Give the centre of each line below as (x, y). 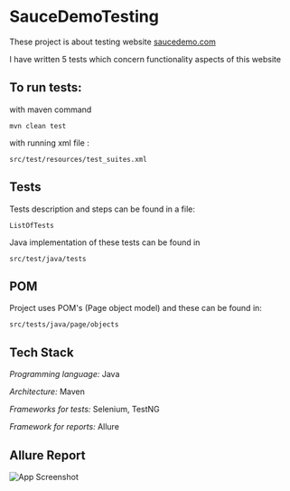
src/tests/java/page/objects (64, 325)
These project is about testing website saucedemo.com (113, 42)
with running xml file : (50, 143)
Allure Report (47, 455)
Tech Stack (42, 352)
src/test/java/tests (48, 259)
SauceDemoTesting (84, 17)
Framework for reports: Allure (65, 427)
